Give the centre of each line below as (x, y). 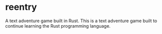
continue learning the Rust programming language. (58, 26)
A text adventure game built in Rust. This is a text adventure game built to (81, 21)
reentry (21, 7)
